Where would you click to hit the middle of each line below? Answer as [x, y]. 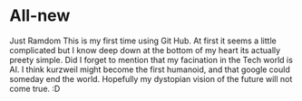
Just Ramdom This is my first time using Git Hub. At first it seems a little [143, 41]
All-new [40, 16]
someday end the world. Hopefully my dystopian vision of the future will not [151, 78]
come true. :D [35, 88]
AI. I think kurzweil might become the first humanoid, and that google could [150, 69]
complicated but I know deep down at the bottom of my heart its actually [145, 50]
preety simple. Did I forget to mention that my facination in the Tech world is [151, 60]
